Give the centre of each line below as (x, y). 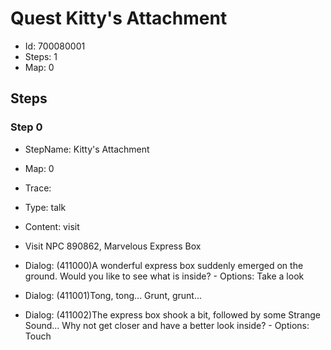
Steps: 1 (41, 56)
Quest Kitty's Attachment (119, 18)
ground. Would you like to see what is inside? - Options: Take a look (164, 276)
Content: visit (52, 226)
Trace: (38, 188)
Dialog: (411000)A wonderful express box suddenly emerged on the (164, 265)
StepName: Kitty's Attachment (87, 149)
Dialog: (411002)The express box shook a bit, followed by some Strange (173, 314)
